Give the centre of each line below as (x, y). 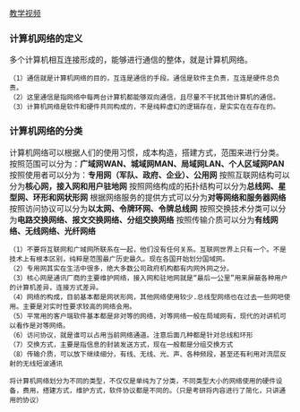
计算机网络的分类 (46, 131)
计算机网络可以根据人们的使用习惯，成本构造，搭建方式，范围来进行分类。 (146, 152)
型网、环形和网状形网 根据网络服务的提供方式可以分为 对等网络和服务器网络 (148, 197)
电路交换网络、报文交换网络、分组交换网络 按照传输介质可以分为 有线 (144, 219)
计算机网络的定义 (46, 39)
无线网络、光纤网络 (60, 230)
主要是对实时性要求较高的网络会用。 (79, 306)
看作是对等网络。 (43, 325)
